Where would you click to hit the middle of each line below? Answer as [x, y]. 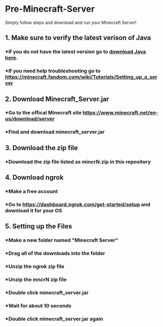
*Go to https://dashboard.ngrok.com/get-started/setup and [78, 204]
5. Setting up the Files [38, 226]
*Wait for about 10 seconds [38, 306]
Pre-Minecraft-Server [50, 9]
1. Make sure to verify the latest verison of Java [78, 38]
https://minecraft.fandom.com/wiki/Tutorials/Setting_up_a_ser [81, 77]
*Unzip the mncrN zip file [36, 280]
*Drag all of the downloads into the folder [55, 253]
